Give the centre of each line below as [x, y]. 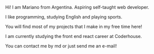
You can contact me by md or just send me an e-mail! [61, 46]
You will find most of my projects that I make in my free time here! [74, 26]
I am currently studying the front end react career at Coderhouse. [74, 36]
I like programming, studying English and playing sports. [64, 17]
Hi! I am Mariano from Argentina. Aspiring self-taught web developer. [77, 7]
